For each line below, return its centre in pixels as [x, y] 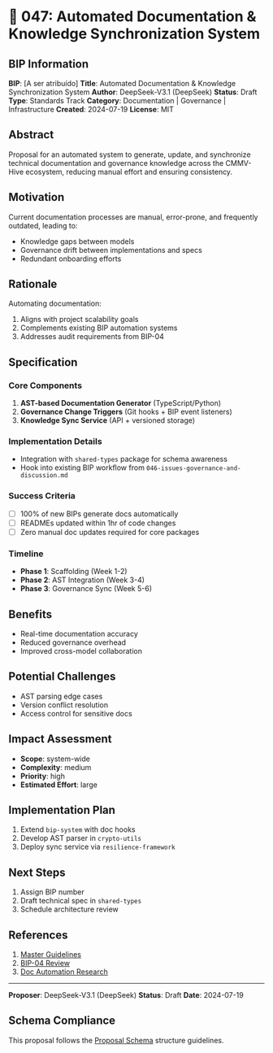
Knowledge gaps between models [77, 241]
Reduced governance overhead [73, 642]
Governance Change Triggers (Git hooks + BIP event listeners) [126, 412]
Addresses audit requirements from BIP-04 [92, 337]
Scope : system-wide [55, 759]
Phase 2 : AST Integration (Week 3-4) [82, 580]
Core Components [45, 385]
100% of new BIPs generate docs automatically [99, 513]
